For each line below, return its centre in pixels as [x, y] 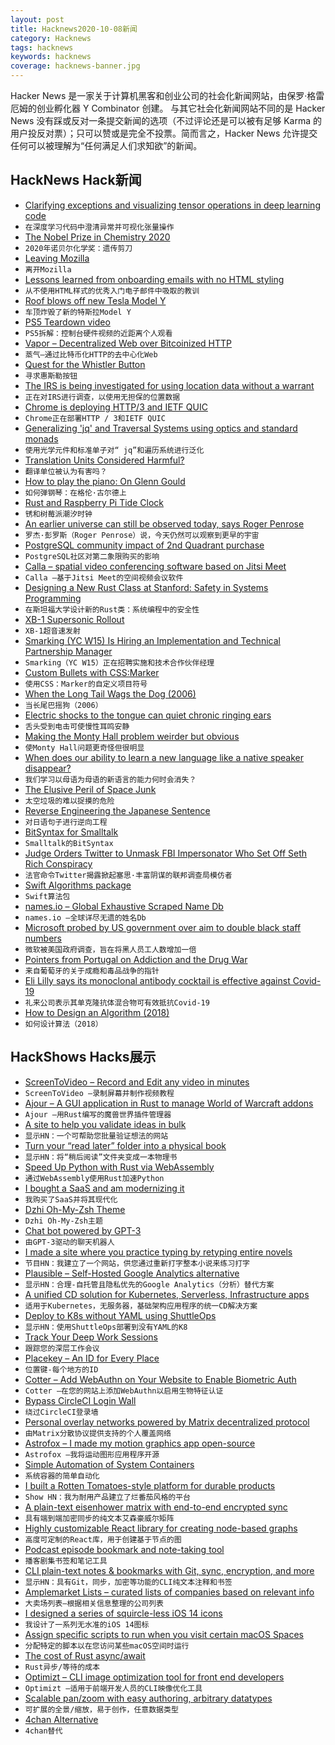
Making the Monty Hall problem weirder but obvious [132, 736]
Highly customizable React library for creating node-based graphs [161, 1528]
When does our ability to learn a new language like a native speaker [164, 757]
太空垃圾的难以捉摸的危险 [69, 801]
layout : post [37, 19]
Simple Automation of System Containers [109, 1464]
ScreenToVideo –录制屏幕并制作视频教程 [99, 1093]
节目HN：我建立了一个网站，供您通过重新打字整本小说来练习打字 [137, 1263]
